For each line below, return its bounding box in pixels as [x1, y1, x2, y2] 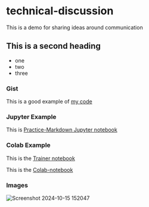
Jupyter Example [6, 112, 57, 121]
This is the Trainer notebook [6, 155, 76, 162]
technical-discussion [6, 4, 114, 18]
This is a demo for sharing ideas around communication [6, 24, 143, 31]
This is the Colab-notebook [6, 166, 73, 173]
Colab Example [6, 141, 51, 149]
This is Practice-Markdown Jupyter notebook [6, 126, 117, 133]
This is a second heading [6, 41, 101, 51]
